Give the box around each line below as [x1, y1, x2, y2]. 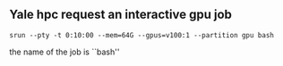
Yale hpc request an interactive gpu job [9, 7, 233, 22]
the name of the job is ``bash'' [9, 46, 120, 57]
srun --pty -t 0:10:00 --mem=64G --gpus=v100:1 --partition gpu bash [9, 30, 275, 39]
